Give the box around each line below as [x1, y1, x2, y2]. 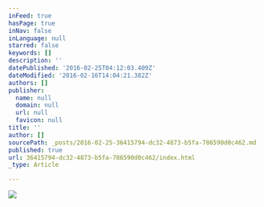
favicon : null [15, 116, 63, 124]
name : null [15, 94, 52, 102]
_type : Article [8, 161, 59, 169]
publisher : [8, 86, 45, 95]
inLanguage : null [8, 34, 67, 43]
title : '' [8, 124, 42, 132]
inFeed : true [8, 11, 52, 20]
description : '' [8, 57, 63, 65]
